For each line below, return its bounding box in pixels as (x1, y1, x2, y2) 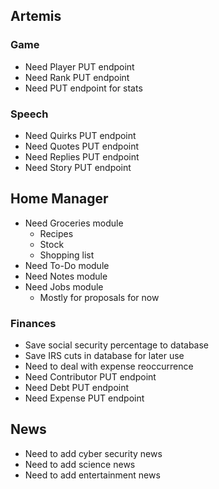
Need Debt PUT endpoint (24, 382, 130, 394)
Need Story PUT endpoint (24, 161, 132, 173)
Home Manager (10, 190, 109, 208)
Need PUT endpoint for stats (24, 82, 143, 94)
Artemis (10, 8, 62, 25)
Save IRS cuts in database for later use (24, 350, 185, 362)
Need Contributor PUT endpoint (24, 371, 157, 383)
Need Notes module (24, 270, 108, 282)
